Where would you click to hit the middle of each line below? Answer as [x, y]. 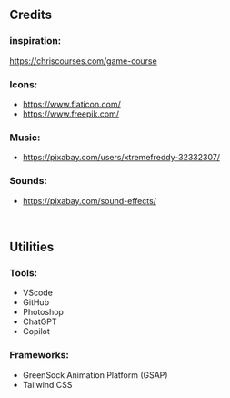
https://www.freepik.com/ [71, 114]
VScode [37, 293]
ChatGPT [40, 321]
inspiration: [35, 41]
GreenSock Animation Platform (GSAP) [95, 375]
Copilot [36, 332]
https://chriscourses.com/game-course [83, 61]
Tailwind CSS [47, 384]
